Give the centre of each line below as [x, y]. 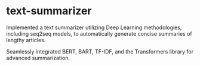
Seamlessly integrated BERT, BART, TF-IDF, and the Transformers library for [100, 51]
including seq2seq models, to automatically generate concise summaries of [99, 33]
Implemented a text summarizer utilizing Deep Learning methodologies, [94, 27]
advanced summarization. [38, 58]
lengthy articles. [26, 40]
